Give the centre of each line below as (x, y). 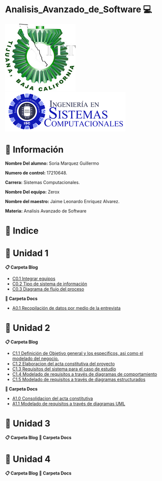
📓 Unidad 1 (27, 253)
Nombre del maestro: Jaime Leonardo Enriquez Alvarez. (62, 201)
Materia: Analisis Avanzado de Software (46, 211)
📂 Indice (22, 231)
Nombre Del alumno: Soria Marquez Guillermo (52, 163)
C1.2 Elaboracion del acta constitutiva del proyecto (64, 363)
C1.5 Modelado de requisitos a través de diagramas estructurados (79, 379)
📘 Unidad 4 (28, 459)
